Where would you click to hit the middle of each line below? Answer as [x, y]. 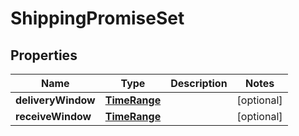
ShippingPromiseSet [97, 18]
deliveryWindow [55, 100]
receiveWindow [53, 116]
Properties [44, 55]
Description [199, 83]
